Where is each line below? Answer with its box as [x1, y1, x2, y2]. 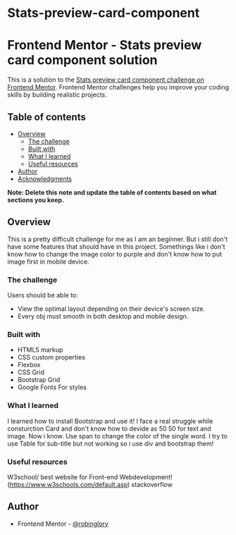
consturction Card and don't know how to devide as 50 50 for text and [7, 424, 211, 433]
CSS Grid [17, 368, 44, 376]
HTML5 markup [17, 345, 63, 354]
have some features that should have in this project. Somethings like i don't [7, 242, 225, 251]
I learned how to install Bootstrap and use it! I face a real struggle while [7, 417, 213, 425]
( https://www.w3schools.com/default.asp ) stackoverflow [7, 480, 173, 488]
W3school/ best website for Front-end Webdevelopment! [7, 472, 173, 481]
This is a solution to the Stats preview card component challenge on [7, 75, 204, 84]
